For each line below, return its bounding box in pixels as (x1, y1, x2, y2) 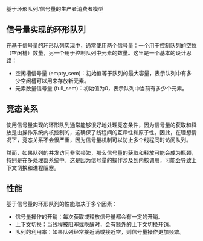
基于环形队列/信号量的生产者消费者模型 (6, 5, 104, 12)
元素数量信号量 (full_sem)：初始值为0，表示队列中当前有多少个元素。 (14, 84, 188, 92)
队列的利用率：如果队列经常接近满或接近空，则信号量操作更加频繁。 (14, 228, 185, 236)
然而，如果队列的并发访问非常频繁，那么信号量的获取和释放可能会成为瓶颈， (6, 149, 197, 156)
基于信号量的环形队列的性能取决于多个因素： (6, 201, 118, 208)
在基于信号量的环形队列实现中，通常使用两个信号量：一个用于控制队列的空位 (6, 42, 197, 49)
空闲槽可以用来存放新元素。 (20, 77, 89, 84)
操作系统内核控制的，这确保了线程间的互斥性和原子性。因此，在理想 (22, 128, 192, 136)
